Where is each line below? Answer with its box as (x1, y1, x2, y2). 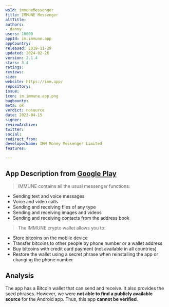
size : (5, 74, 17, 80)
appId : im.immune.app (5, 36, 52, 42)
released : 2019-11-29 (5, 46, 52, 51)
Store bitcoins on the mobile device (12, 235, 88, 241)
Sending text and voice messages (12, 193, 85, 199)
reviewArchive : (5, 122, 38, 127)
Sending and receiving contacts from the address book (12, 215, 130, 221)
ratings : (5, 65, 24, 70)
